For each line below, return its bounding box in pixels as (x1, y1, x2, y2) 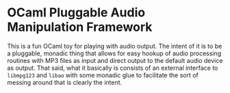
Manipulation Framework (7, 19, 153, 35)
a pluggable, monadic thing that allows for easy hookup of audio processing (7, 49, 222, 57)
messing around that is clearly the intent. (7, 78, 123, 86)
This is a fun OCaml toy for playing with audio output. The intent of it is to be (7, 42, 222, 50)
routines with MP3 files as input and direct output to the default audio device (7, 56, 223, 64)
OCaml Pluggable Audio (7, 5, 146, 21)
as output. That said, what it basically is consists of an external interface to (7, 64, 218, 72)
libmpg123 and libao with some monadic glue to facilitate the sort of (7, 70, 199, 79)
